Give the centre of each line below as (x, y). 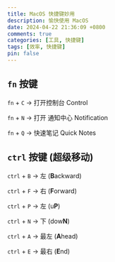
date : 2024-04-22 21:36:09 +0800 (56, 27)
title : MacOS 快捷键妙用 (41, 14)
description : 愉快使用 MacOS (48, 21)
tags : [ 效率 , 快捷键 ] (36, 47)
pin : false (23, 54)
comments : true (30, 34)
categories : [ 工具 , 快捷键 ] (46, 40)
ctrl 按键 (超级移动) (50, 157)
